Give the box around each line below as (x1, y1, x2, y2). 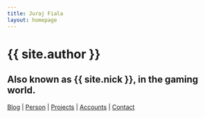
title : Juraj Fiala (7, 10, 64, 17)
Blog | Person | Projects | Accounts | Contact (7, 103, 135, 111)
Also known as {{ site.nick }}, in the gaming (7, 74, 199, 86)
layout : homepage (7, 17, 57, 23)
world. (7, 84, 36, 97)
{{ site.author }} (7, 46, 101, 62)
